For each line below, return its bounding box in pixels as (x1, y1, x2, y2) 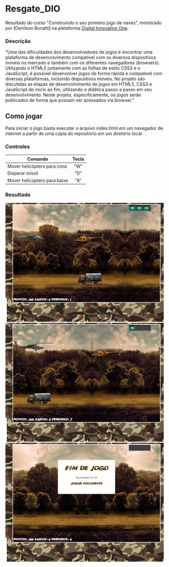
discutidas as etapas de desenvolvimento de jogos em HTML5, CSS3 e (5, 81, 152, 87)
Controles (5, 143, 30, 150)
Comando (27, 156, 49, 162)
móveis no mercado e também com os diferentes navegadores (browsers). (5, 60, 160, 66)
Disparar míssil (7, 170, 38, 176)
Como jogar (5, 112, 43, 120)
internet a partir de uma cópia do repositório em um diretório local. (5, 130, 143, 136)
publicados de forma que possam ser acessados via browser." (5, 97, 134, 103)
